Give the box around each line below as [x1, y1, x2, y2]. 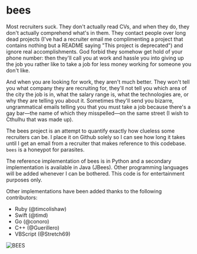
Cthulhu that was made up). [6, 116, 74, 123]
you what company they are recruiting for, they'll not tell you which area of [6, 84, 187, 91]
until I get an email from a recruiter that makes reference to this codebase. [6, 140, 187, 147]
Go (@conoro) [14, 217, 50, 225]
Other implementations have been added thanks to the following [6, 187, 162, 194]
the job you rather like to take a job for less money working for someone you [6, 60, 192, 68]
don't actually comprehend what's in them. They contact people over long [6, 29, 186, 36]
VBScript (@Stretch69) [14, 230, 71, 237]
